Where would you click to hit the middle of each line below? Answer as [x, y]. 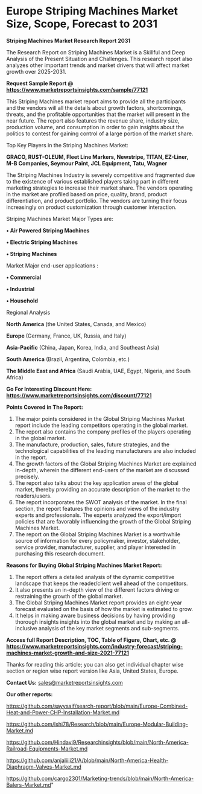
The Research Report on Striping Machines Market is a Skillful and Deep [96, 52]
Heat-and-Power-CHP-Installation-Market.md [63, 712]
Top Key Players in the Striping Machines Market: [67, 145]
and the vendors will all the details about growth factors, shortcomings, [94, 107]
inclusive [26, 628]
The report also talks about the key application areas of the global [97, 483]
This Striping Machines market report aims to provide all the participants [96, 101]
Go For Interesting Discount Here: [49, 389]
